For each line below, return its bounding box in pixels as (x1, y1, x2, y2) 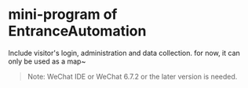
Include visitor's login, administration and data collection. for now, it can (8, 48, 241, 57)
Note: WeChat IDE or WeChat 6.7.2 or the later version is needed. (27, 71, 238, 81)
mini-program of (8, 5, 118, 24)
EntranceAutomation (8, 22, 147, 40)
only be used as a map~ (8, 57, 86, 66)
